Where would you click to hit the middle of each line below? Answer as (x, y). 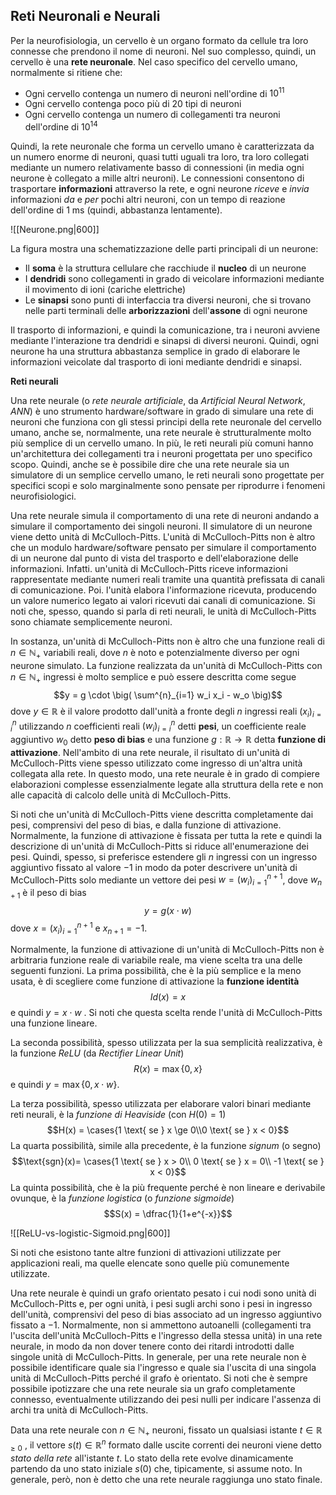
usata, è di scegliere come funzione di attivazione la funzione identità (155, 981)
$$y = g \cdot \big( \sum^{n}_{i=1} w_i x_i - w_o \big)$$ (168, 695)
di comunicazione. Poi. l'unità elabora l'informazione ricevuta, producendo (163, 590)
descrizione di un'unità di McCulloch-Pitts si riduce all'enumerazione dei (159, 846)
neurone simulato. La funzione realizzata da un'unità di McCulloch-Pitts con (166, 665)
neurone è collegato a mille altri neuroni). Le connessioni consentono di (157, 178)
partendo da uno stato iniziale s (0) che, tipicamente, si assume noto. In (156, 1468)
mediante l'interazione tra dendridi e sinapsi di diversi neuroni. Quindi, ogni (164, 341)
